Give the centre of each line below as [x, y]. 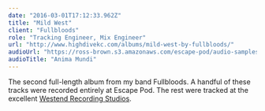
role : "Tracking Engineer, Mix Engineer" [77, 37]
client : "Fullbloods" [44, 30]
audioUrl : [24, 52]
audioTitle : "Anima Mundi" [52, 60]
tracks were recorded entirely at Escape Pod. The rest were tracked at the [128, 90]
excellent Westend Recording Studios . [70, 98]
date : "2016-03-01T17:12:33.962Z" [65, 15]
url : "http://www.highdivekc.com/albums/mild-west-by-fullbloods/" [121, 45]
